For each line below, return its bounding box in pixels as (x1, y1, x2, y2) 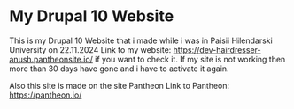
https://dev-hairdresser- (173, 44, 261, 54)
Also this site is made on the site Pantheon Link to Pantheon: (9, 80, 230, 91)
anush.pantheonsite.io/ (9, 54, 93, 64)
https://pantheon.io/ (9, 90, 82, 100)
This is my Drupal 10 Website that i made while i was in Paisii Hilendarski (9, 35, 273, 46)
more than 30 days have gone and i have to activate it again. (9, 63, 229, 74)
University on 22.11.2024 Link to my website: (9, 44, 172, 54)
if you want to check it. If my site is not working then (94, 54, 286, 64)
